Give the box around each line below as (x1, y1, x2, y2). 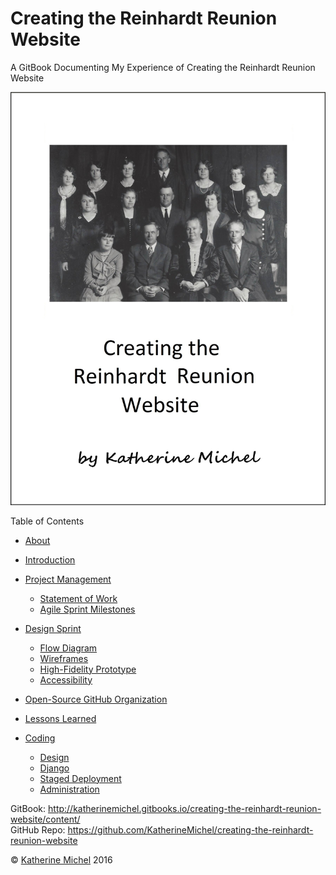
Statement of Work (39, 592, 118, 604)
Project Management (24, 573, 112, 585)
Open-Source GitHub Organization (24, 693, 168, 705)
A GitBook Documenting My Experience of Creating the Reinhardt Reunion (10, 61, 316, 73)
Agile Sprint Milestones (39, 603, 136, 615)
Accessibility (39, 673, 93, 686)
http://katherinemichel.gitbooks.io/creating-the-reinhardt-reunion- (48, 802, 322, 814)
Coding (24, 732, 56, 744)
